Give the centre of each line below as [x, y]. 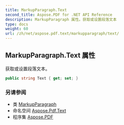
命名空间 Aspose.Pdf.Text [39, 110]
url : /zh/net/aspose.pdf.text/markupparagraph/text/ [62, 34]
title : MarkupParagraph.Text [36, 10]
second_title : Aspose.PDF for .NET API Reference [59, 15]
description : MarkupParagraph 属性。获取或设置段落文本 [61, 19]
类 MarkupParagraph [35, 104]
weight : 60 [17, 29]
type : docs [17, 24]
